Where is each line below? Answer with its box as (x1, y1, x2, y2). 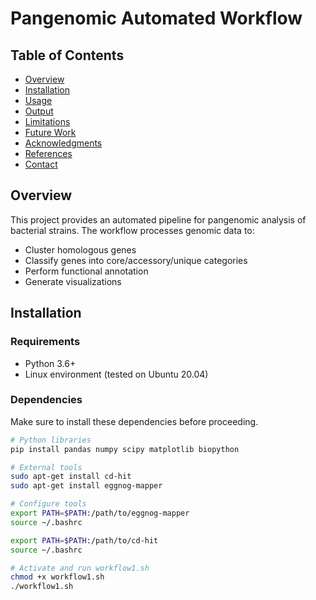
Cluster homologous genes (24, 243, 137, 256)
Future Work (24, 127, 77, 138)
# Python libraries (10, 435, 92, 445)
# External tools (10, 462, 83, 472)
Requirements (10, 335, 81, 349)
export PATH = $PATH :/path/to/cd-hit (10, 535, 159, 546)
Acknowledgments (24, 137, 103, 149)
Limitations (24, 116, 71, 127)
